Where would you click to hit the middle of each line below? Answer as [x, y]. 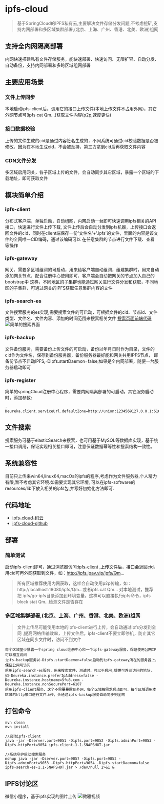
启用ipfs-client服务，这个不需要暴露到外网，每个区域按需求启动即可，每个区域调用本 [81, 690]
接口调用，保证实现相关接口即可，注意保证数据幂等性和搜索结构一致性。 [82, 446]
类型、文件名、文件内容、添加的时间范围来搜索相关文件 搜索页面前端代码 [78, 318]
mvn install [17, 727]
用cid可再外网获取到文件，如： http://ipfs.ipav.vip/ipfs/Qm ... [65, 573]
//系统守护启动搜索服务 [26, 754]
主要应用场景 [24, 82]
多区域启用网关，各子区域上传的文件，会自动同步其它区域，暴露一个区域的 [80, 172]
